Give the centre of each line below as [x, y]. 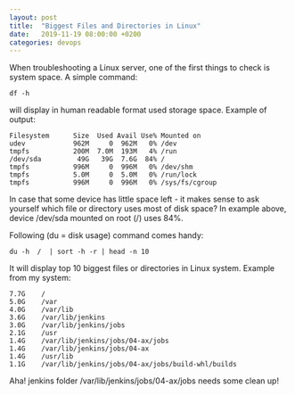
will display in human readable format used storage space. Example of [138, 110]
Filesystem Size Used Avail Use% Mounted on [105, 136]
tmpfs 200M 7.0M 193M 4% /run [93, 152]
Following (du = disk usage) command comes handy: [107, 235]
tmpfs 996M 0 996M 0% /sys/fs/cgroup [113, 183]
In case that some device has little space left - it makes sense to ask [135, 199]
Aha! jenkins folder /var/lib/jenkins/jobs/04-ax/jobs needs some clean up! [144, 381]
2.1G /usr [33, 333]
